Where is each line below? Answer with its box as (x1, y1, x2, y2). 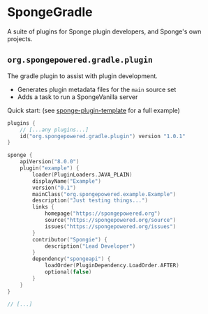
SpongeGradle (7, 4, 93, 20)
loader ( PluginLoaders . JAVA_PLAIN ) (32, 171, 133, 178)
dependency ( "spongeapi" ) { (32, 255, 111, 262)
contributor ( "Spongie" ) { (32, 236, 108, 243)
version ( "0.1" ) (32, 184, 77, 191)
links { (32, 204, 54, 211)
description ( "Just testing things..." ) (32, 197, 149, 204)
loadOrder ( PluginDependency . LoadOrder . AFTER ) (44, 262, 179, 269)
